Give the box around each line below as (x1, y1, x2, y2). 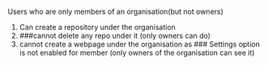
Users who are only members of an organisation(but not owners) (7, 7, 224, 16)
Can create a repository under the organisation (19, 22, 176, 31)
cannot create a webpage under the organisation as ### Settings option (19, 39, 261, 49)
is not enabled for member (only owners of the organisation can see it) (19, 48, 255, 57)
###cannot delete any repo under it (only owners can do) (19, 31, 211, 40)
